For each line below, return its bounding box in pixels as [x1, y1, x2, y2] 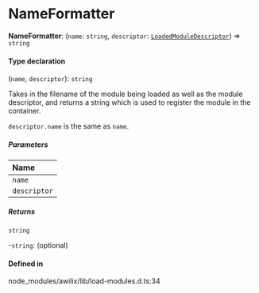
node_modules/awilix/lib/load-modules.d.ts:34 [8, 276, 160, 286]
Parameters [8, 140, 48, 149]
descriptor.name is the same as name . [8, 121, 129, 131]
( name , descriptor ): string [8, 74, 93, 83]
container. [8, 106, 41, 116]
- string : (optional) [8, 241, 69, 250]
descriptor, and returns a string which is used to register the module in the [8, 98, 251, 107]
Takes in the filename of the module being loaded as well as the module [8, 89, 243, 99]
